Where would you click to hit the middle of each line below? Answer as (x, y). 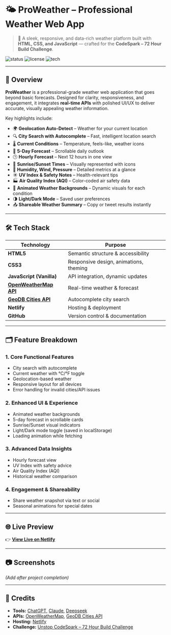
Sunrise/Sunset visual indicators (46, 425)
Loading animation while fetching (47, 436)
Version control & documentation (107, 315)
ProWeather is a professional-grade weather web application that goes (80, 92)
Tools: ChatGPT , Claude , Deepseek (50, 611)
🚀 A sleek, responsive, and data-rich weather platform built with (84, 38)
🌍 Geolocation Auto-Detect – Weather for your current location (80, 128)
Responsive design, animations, (106, 261)
